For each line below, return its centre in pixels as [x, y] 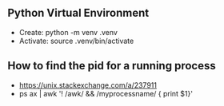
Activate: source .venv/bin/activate [76, 41]
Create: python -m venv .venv [68, 32]
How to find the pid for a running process [112, 66]
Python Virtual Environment [78, 13]
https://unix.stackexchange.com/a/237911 [88, 85]
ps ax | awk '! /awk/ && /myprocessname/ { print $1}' [106, 93]
